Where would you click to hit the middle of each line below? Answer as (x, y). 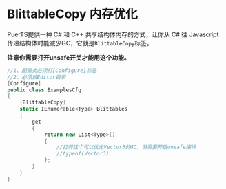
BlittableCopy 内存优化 (72, 14)
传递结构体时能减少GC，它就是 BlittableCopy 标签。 (80, 43)
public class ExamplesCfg (44, 90)
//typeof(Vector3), (84, 154)
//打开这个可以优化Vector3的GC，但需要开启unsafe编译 (126, 147)
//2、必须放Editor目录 (37, 77)
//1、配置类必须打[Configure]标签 (52, 70)
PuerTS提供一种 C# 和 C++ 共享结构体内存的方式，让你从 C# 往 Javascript (113, 34)
